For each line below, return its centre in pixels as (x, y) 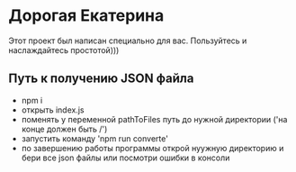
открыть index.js (53, 110)
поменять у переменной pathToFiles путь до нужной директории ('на (154, 119)
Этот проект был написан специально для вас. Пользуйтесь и (128, 41)
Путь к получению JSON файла (101, 79)
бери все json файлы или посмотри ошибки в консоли (126, 158)
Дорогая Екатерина (86, 16)
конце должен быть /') (64, 129)
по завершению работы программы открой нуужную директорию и (152, 148)
